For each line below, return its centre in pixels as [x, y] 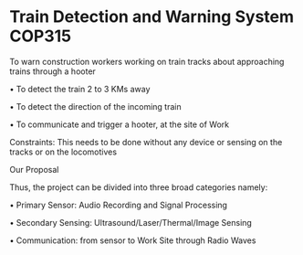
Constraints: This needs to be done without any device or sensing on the [146, 142]
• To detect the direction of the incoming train [95, 106]
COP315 [40, 36]
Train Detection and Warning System [152, 17]
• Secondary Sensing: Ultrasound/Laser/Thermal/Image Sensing [131, 222]
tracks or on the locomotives [63, 152]
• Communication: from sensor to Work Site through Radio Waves [133, 240]
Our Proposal [34, 169]
